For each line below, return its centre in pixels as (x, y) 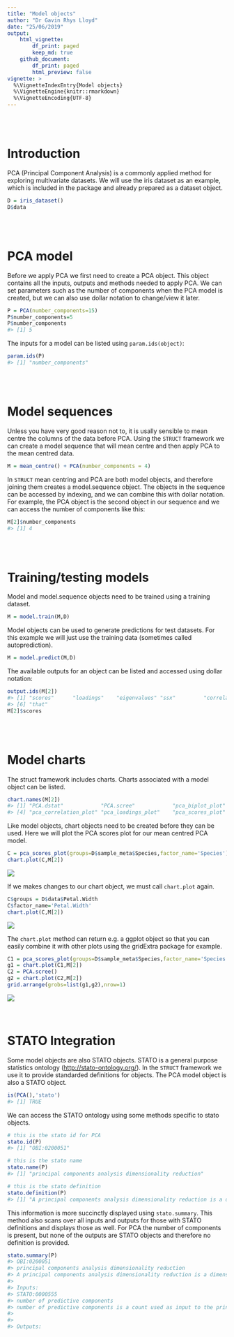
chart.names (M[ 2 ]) (34, 799)
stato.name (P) (28, 1167)
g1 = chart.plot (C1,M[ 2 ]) (45, 965)
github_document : (45, 59)
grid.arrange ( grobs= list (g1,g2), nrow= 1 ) (67, 985)
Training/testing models (78, 577)
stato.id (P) (24, 1142)
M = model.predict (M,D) (42, 658)
